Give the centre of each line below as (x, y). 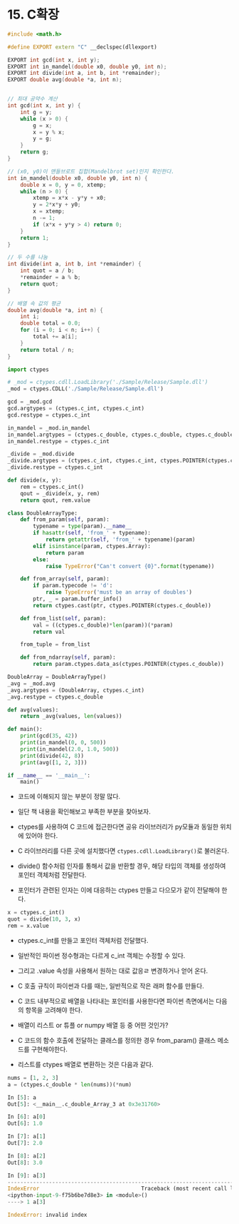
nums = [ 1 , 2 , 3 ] (33, 1078)
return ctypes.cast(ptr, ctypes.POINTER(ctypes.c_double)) (122, 605)
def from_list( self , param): (63, 618)
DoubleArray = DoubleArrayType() (57, 677)
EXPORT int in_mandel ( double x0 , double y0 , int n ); (87, 66)
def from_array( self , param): (65, 579)
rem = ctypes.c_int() (52, 487)
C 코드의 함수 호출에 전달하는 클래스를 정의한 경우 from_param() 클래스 (117, 1040)
